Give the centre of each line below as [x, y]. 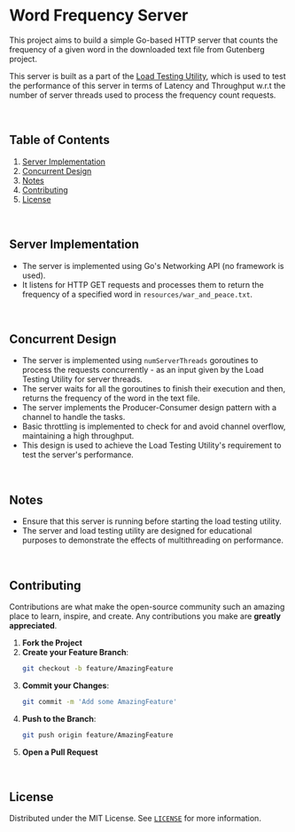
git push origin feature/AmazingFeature [97, 735]
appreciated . [33, 626]
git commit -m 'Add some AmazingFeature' [100, 701]
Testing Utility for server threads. [82, 379]
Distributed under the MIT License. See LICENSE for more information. [135, 819]
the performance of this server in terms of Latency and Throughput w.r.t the [147, 85]
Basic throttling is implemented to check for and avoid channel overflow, [154, 426]
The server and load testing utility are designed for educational [137, 531]
